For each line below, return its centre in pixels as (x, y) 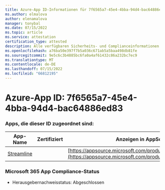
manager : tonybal (23, 23)
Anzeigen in (130, 139)
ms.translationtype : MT (29, 60)
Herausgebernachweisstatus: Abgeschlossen (58, 182)
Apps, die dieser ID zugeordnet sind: (50, 123)
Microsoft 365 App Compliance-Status (52, 171)
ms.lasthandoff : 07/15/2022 (34, 69)
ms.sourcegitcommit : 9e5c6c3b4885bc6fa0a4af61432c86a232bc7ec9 (71, 55)
